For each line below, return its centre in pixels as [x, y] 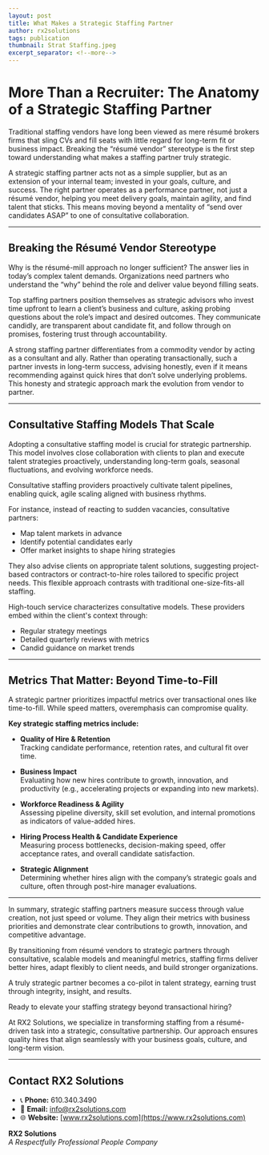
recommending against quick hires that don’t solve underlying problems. [128, 375]
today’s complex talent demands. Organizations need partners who [119, 276]
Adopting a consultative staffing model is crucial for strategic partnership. [130, 444]
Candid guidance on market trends [77, 648]
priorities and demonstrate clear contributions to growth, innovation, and [128, 927]
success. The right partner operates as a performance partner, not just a [128, 190]
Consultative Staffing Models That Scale [111, 425]
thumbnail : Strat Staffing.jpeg [62, 46]
